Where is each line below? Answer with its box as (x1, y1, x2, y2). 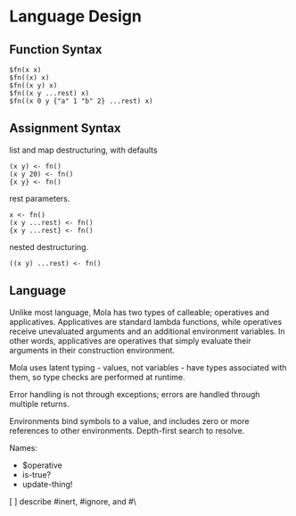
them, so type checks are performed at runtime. (9, 371, 185, 382)
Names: (9, 442, 38, 453)
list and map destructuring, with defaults (9, 145, 158, 155)
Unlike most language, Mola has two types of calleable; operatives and (9, 306, 270, 318)
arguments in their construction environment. (9, 345, 176, 355)
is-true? (21, 469, 52, 479)
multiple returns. (9, 398, 70, 409)
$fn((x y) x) (9, 81, 58, 90)
